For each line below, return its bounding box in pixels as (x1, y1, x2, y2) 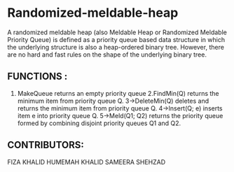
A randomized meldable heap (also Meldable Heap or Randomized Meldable (7, 28, 228, 36)
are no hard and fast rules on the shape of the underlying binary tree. (7, 50, 207, 59)
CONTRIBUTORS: (7, 139, 84, 151)
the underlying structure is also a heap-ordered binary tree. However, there (7, 43, 224, 51)
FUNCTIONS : (7, 71, 68, 83)
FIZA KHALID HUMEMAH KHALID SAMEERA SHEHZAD (7, 157, 166, 166)
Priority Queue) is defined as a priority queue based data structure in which (7, 35, 226, 43)
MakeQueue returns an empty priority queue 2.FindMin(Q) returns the (17, 89, 219, 97)
